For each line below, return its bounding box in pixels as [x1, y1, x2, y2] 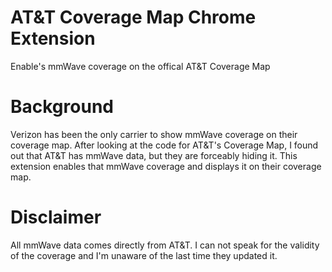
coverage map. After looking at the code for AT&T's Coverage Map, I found [10, 139, 319, 151]
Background [10, 96, 114, 118]
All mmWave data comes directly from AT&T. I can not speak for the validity [10, 239, 320, 251]
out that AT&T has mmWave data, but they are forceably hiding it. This [10, 149, 298, 161]
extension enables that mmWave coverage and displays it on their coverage [10, 160, 322, 172]
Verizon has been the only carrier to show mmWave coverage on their [10, 128, 298, 140]
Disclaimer [10, 206, 102, 229]
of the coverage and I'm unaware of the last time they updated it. [10, 249, 278, 261]
